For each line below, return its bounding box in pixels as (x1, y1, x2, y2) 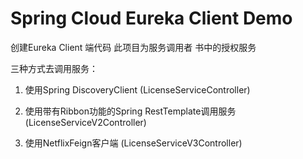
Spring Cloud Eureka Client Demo (10, 7, 293, 30)
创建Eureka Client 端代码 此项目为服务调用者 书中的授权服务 (10, 41, 257, 53)
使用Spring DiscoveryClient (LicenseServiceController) (24, 83, 251, 96)
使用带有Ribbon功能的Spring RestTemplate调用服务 (24, 105, 237, 117)
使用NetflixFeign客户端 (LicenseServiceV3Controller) (24, 137, 243, 149)
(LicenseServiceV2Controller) (24, 116, 147, 128)
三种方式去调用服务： (10, 62, 98, 74)
